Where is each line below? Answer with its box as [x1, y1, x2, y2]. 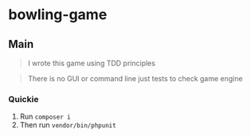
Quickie [8, 93, 39, 104]
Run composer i [19, 112, 71, 121]
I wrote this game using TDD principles [27, 58, 155, 68]
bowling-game [8, 6, 108, 24]
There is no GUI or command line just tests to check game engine [27, 74, 243, 83]
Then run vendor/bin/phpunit [19, 120, 117, 130]
